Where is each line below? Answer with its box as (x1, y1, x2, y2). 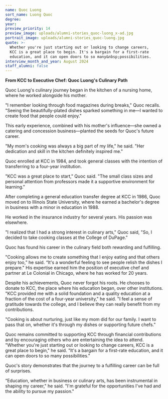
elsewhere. (5, 219, 28, 225)
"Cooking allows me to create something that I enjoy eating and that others (5, 254, 160, 260)
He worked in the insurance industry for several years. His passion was (5, 214, 152, 220)
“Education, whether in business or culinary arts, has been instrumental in (5, 378, 158, 384)
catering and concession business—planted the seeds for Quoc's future (5, 128, 154, 134)
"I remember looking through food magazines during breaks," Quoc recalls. (5, 102, 160, 108)
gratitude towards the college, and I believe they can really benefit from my (5, 301, 160, 307)
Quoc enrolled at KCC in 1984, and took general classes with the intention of (5, 158, 163, 164)
